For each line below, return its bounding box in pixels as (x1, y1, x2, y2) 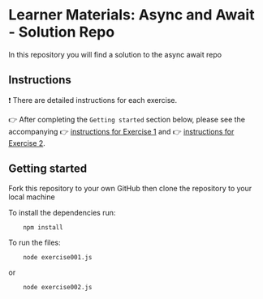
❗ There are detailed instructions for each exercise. (8, 95, 178, 105)
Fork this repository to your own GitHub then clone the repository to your (8, 183, 252, 193)
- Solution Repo (8, 23, 115, 41)
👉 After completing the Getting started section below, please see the (8, 114, 246, 124)
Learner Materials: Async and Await (8, 6, 255, 24)
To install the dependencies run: (8, 207, 116, 217)
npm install (23, 223, 63, 232)
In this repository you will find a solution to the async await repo (8, 49, 222, 59)
